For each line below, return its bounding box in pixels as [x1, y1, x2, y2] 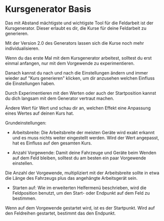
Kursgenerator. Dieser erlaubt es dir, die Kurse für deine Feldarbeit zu [5, 25, 147, 31]
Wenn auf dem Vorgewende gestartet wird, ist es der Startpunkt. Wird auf [5, 205, 155, 211]
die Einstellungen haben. [5, 80, 55, 86]
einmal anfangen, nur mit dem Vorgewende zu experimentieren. [5, 60, 135, 66]
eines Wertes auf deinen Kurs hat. [5, 110, 74, 116]
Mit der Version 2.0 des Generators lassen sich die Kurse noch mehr [5, 40, 144, 46]
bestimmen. [12, 195, 37, 201]
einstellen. [12, 160, 34, 166]
